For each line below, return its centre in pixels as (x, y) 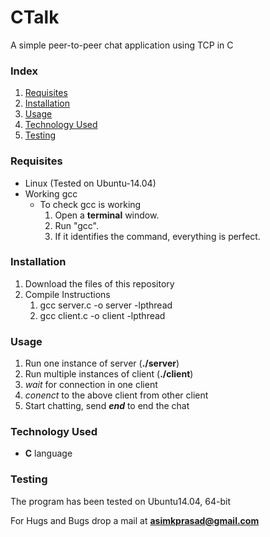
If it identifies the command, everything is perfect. (157, 236)
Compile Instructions (67, 294)
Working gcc (51, 193)
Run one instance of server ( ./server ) (102, 363)
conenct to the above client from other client (116, 395)
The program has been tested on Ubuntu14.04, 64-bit (121, 501)
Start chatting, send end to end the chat (107, 406)
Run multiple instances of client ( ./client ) (109, 374)
